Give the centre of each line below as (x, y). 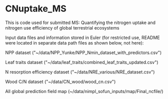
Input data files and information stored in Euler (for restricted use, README (82, 37)
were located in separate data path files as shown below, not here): (74, 42)
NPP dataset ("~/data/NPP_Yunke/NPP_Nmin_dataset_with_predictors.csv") (83, 52)
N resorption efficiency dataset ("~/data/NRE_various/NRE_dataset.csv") (80, 72)
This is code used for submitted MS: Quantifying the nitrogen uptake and (80, 22)
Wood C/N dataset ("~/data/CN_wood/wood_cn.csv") (60, 81)
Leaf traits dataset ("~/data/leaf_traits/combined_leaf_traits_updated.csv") (82, 62)
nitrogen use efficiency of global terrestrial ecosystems (62, 27)
